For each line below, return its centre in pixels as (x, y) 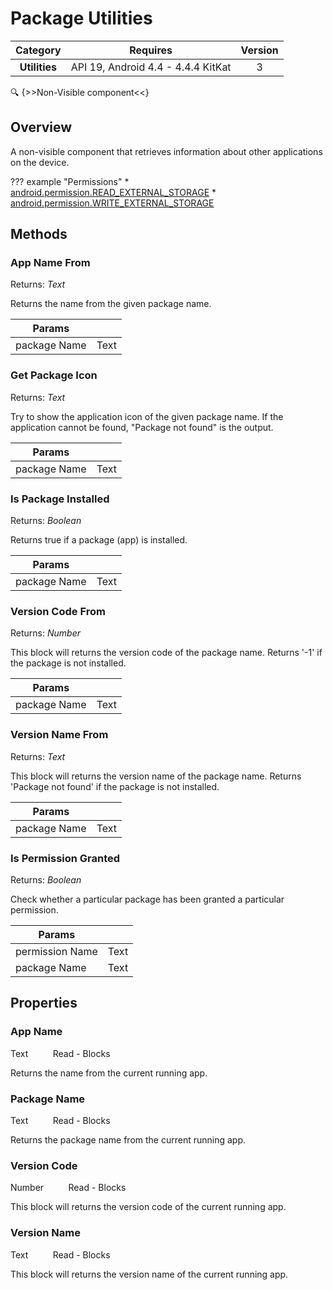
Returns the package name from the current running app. (128, 1139)
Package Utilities (81, 18)
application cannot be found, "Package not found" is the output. (142, 427)
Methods (39, 234)
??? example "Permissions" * (70, 181)
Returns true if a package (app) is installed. (99, 540)
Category (38, 50)
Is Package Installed (60, 499)
